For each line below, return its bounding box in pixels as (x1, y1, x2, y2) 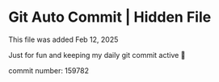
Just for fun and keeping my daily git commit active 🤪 (8, 50, 186, 59)
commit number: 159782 (8, 65, 89, 76)
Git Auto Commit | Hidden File (8, 8, 212, 27)
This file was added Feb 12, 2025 (8, 35, 119, 44)
